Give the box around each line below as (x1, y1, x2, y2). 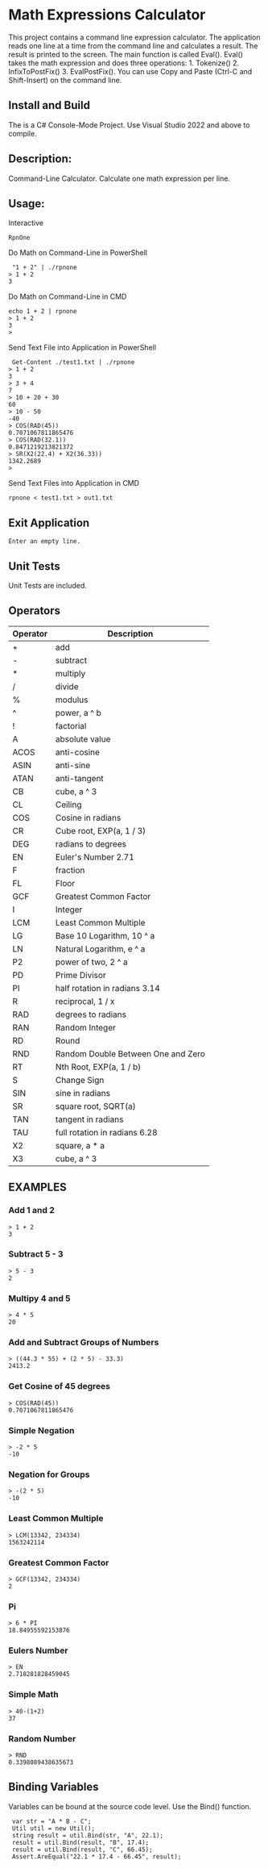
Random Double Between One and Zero (55, 1047, 205, 1059)
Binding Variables (8, 1780, 99, 1794)
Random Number (8, 1733, 76, 1744)
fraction (55, 864, 85, 876)
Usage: (8, 196, 46, 211)
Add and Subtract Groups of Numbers (8, 1337, 159, 1348)
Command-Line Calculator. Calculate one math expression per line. (8, 174, 231, 183)
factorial (55, 720, 87, 731)
